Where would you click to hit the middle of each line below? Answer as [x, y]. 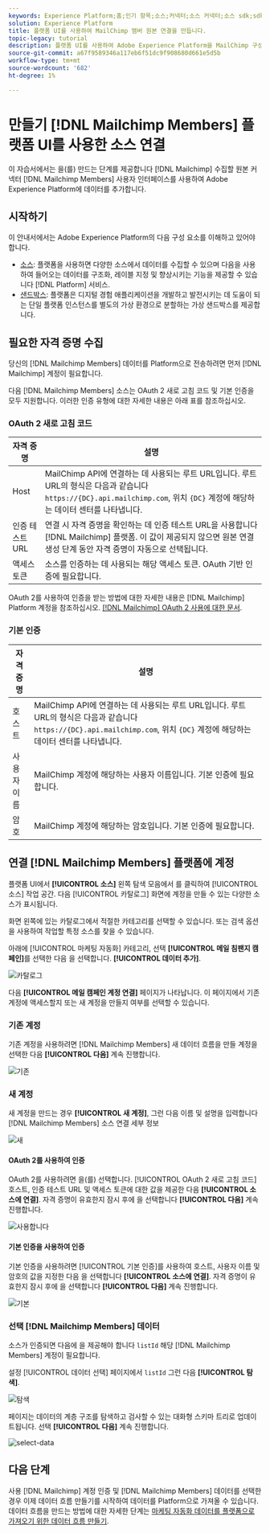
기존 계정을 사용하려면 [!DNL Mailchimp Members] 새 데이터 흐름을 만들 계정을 [133, 1044]
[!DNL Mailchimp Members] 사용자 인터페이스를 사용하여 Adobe [126, 178]
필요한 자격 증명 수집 [56, 342]
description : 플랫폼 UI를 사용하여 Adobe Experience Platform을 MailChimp [129, 46]
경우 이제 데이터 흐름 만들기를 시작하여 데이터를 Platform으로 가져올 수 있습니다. [134, 1501]
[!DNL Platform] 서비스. [73, 285]
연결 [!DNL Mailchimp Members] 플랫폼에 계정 [121, 863]
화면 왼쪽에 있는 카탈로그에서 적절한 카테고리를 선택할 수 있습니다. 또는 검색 [126, 920]
